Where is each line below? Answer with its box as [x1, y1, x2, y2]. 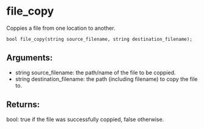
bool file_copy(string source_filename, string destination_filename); [6, 36, 192, 42]
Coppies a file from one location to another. [6, 24, 116, 32]
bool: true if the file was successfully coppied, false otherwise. [6, 116, 164, 123]
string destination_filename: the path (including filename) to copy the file [15, 75, 198, 83]
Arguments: [6, 53, 53, 63]
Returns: [6, 99, 40, 110]
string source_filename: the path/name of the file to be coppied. [15, 69, 176, 76]
